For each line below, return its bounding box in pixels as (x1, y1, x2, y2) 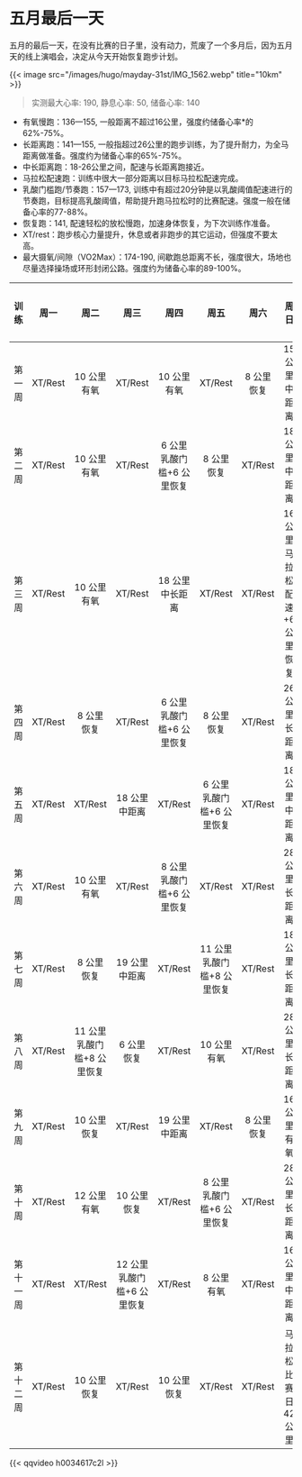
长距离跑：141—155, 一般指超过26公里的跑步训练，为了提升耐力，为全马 (22, 139, 289, 150)
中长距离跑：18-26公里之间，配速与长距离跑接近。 (22, 161, 209, 172)
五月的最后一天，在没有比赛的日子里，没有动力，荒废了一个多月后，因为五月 (9, 40, 293, 50)
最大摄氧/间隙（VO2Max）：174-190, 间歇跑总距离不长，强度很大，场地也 (22, 251, 292, 262)
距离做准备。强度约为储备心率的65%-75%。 (22, 150, 187, 160)
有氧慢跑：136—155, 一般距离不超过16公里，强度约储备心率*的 (22, 116, 254, 127)
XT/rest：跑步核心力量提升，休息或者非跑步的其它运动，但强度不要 (22, 229, 271, 240)
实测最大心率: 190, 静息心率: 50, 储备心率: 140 (31, 96, 200, 108)
